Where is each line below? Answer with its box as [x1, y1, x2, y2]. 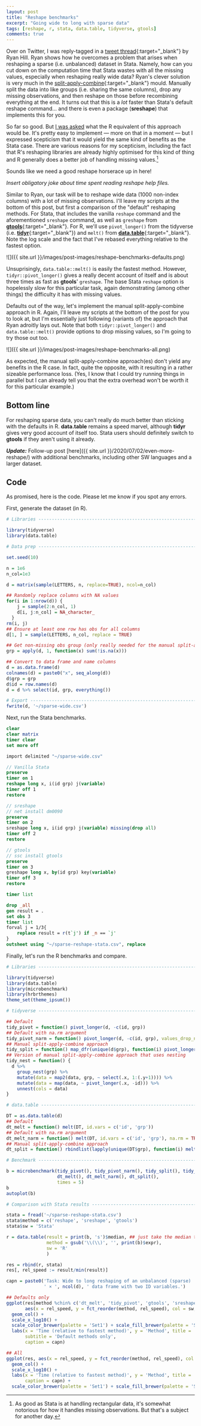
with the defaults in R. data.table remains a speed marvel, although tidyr [6, 423, 186, 430]
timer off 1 [6, 787, 36, 793]
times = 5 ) [57, 1179, 84, 1185]
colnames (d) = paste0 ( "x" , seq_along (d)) [6, 670, 111, 676]
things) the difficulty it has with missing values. [6, 291, 122, 298]
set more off [6, 742, 39, 748]
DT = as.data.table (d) [6, 1113, 63, 1119]
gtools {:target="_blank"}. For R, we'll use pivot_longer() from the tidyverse [6, 223, 193, 230]
